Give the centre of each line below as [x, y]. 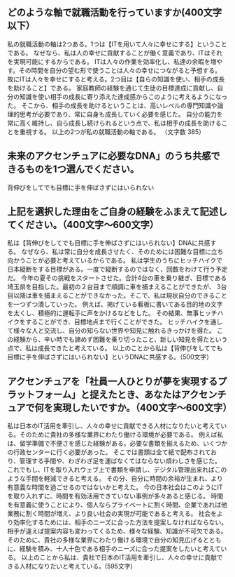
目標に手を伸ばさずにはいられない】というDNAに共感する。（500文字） [110, 357]
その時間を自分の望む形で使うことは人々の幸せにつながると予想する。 [120, 70]
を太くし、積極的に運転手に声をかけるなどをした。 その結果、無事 [103, 313]
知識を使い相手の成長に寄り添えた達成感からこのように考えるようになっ [123, 96]
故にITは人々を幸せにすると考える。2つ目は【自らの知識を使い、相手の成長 [116, 79]
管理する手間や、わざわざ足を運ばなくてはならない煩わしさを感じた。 [120, 461]
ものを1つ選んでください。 [83, 170]
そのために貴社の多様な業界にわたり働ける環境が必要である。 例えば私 [121, 435]
